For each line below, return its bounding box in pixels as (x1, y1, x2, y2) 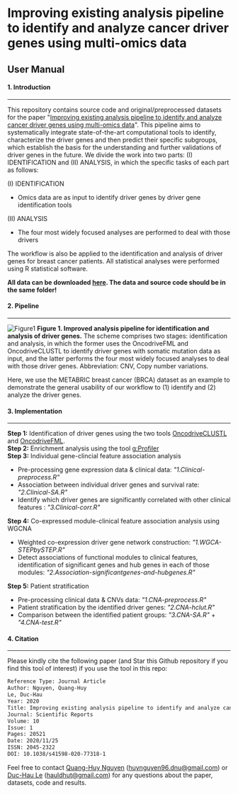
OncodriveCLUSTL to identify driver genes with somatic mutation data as (7, 346, 221, 355)
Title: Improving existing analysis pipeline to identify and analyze (7, 704, 220, 711)
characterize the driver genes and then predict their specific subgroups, (7, 135, 218, 144)
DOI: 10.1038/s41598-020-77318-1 (7, 751, 106, 758)
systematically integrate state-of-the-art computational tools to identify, (7, 127, 217, 136)
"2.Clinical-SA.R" (17, 488, 68, 497)
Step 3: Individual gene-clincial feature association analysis (7, 452, 182, 460)
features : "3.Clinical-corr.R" (17, 503, 101, 511)
